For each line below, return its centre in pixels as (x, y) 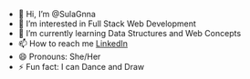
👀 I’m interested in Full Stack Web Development (107, 24)
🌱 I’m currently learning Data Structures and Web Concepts (130, 33)
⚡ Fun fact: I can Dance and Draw (81, 67)
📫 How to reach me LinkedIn (73, 44)
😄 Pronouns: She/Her (59, 56)
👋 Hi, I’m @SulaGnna (57, 14)
